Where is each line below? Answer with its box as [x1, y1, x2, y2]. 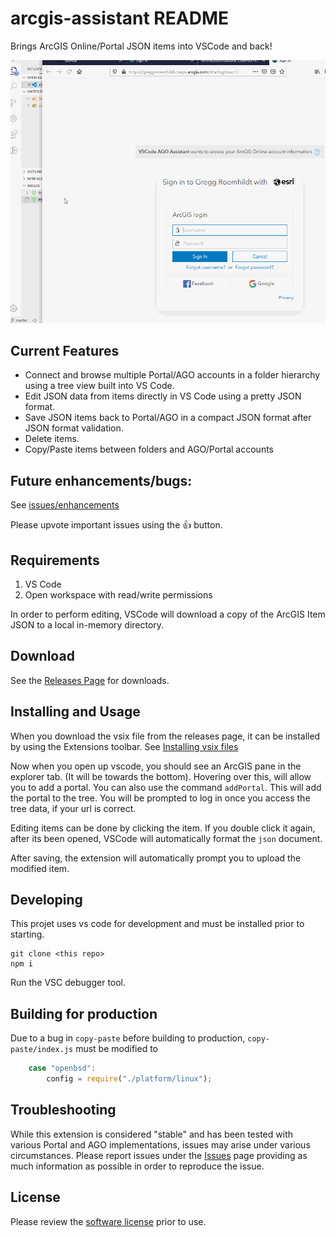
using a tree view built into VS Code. [24, 380, 175, 392]
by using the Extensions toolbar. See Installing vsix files [10, 740, 239, 752]
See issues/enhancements [10, 499, 120, 511]
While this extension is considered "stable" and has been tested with [10, 1128, 293, 1140]
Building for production [10, 1005, 158, 1022]
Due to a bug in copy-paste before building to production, [10, 1032, 246, 1044]
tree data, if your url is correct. [10, 802, 137, 814]
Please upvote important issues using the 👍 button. [10, 519, 223, 531]
